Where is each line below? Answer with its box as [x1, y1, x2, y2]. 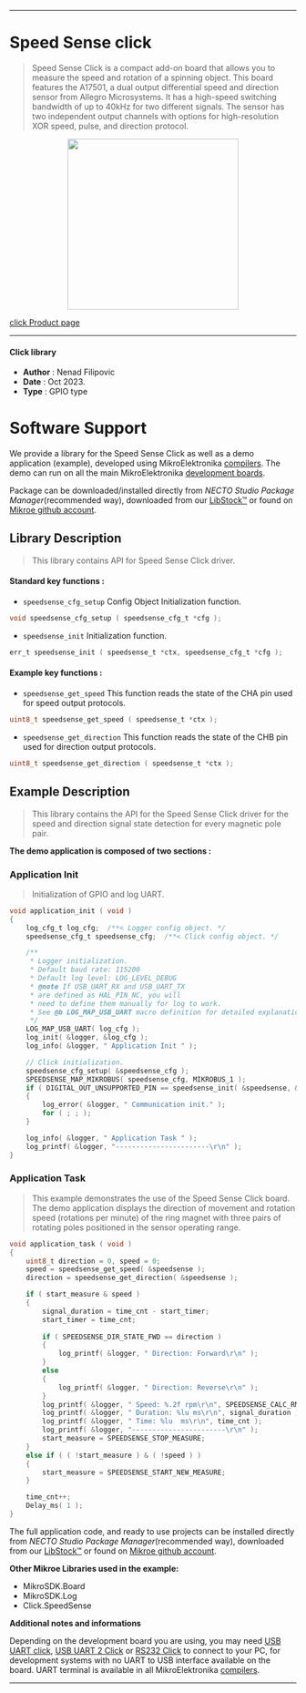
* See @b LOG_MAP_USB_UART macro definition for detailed [29, 1008, 255, 1017]
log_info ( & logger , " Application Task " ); [25, 1134, 198, 1143]
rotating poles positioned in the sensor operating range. [31, 1222, 241, 1233]
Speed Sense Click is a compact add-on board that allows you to [31, 62, 276, 73]
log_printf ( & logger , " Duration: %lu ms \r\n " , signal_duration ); [42, 1409, 303, 1418]
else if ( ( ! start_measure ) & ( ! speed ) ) [25, 1451, 202, 1460]
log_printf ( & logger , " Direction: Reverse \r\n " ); [57, 1382, 259, 1392]
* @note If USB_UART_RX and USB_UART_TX [29, 981, 185, 991]
